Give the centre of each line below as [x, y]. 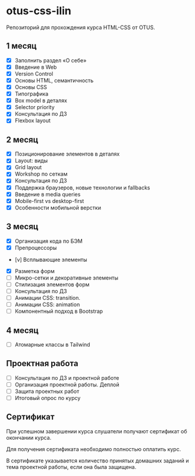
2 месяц [22, 140]
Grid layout [28, 167]
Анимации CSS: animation [47, 304]
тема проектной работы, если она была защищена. [71, 467]
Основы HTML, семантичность [54, 80]
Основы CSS [31, 87]
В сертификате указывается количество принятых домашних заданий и [97, 461]
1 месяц [21, 46]
